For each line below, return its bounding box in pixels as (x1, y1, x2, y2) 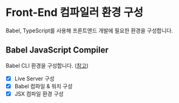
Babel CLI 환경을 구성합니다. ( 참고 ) (5, 62, 89, 69)
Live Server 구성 (14, 74, 55, 82)
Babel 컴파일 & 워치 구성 (14, 82, 73, 90)
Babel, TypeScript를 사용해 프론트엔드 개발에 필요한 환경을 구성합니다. (5, 27, 174, 34)
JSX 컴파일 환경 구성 (14, 90, 64, 98)
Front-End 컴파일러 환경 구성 (5, 5, 144, 20)
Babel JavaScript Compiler (5, 45, 109, 55)
